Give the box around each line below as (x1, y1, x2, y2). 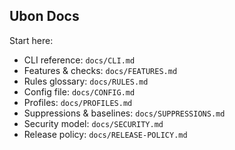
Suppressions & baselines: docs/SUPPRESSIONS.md (23, 107, 226, 119)
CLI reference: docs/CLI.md (23, 54, 136, 66)
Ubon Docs (9, 8, 80, 25)
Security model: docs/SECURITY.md (23, 117, 164, 129)
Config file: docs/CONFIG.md (23, 85, 136, 98)
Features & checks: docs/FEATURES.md (23, 64, 178, 76)
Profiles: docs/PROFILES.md (23, 96, 133, 108)
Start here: (9, 34, 54, 46)
